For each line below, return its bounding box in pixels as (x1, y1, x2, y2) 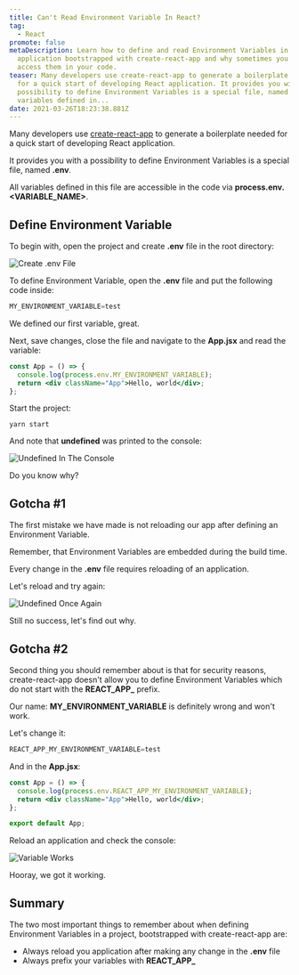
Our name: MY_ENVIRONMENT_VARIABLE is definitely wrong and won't (9, 701, 276, 712)
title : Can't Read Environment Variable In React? (9, 12, 201, 22)
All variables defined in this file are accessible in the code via (9, 182, 233, 192)
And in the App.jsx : (9, 760, 81, 771)
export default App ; (9, 819, 86, 828)
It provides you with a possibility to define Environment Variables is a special (9, 155, 290, 166)
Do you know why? (9, 470, 79, 481)
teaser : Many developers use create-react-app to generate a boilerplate (9, 71, 289, 80)
